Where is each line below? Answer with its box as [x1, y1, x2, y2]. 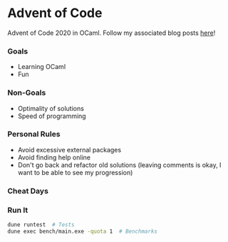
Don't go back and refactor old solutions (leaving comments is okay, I [17, 160, 222, 169]
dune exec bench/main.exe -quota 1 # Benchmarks [7, 228, 158, 235]
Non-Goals [7, 88, 46, 98]
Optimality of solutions [17, 104, 84, 112]
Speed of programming [17, 112, 87, 120]
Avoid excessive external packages [17, 145, 122, 154]
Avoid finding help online [17, 153, 91, 162]
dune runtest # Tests [7, 221, 75, 228]
